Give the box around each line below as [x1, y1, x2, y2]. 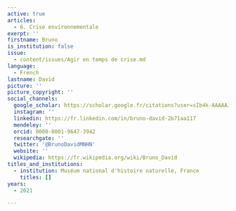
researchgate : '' [13, 134, 65, 141]
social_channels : [7, 96, 58, 103]
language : [7, 63, 37, 70]
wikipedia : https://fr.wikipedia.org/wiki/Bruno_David [13, 154, 178, 162]
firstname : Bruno [7, 37, 58, 44]
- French [13, 69, 39, 76]
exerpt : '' [7, 30, 39, 37]
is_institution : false [7, 43, 74, 50]
